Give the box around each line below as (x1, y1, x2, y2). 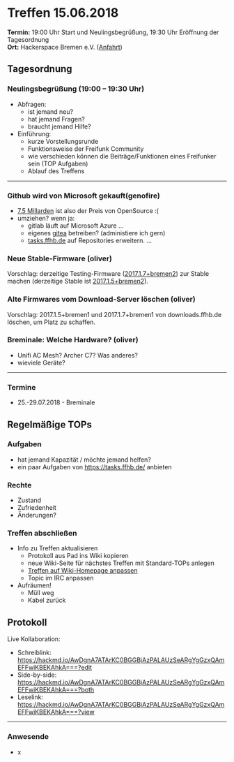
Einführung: (17, 129, 52, 138)
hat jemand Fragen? (27, 115, 85, 123)
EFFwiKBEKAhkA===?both (17, 686, 95, 694)
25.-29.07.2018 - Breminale (17, 398, 95, 406)
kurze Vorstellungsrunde (27, 137, 99, 145)
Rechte (7, 480, 32, 490)
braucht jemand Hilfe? (27, 122, 92, 131)
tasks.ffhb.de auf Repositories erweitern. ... (27, 236, 152, 244)
